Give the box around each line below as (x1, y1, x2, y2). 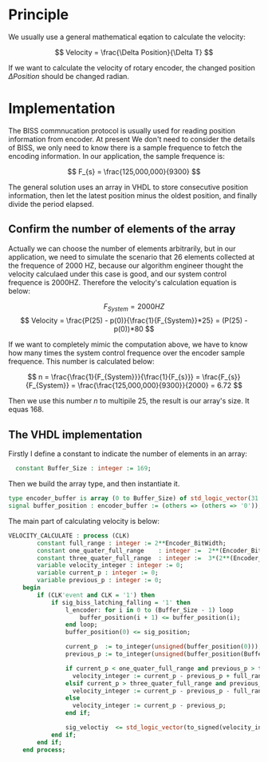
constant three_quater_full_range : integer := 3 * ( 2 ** (37, 554, 231, 562)
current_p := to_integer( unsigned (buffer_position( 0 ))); (65, 643, 262, 651)
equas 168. (8, 405, 44, 415)
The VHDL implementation (8, 427, 143, 441)
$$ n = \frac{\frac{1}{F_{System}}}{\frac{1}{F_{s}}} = (27, 372, 201, 382)
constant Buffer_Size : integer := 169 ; (15, 465, 152, 473)
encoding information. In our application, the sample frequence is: (8, 151, 225, 161)
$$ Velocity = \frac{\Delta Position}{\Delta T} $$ (54, 47, 214, 57)
